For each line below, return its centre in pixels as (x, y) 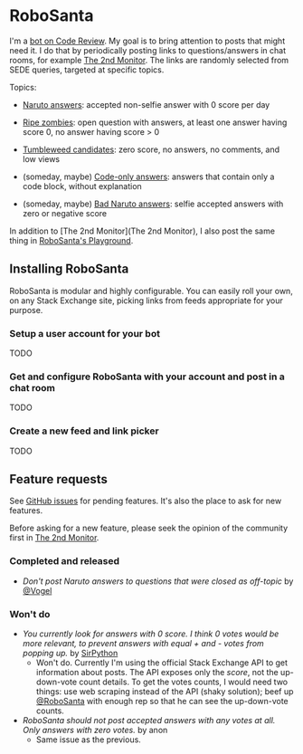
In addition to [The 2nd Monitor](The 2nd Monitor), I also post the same (142, 231)
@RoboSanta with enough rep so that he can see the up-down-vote (162, 702)
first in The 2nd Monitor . (54, 538)
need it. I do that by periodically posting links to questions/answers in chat (148, 50)
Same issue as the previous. (89, 740)
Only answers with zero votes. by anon (95, 730)
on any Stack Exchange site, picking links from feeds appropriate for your (146, 301)
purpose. (26, 310)
